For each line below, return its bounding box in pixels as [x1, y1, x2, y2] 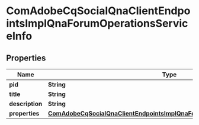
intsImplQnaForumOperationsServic [6, 17, 188, 30]
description [9, 100, 43, 108]
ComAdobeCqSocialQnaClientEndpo [6, 4, 191, 18]
